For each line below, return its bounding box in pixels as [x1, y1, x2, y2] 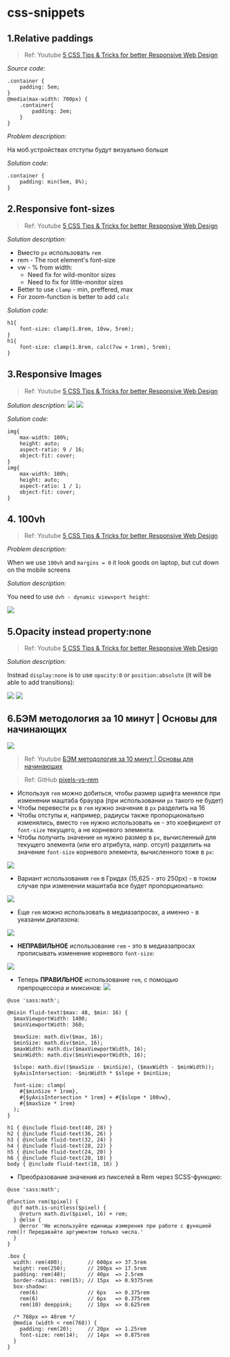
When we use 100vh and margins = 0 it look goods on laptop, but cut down [7, 559, 219, 567]
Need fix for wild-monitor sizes [27, 270, 116, 278]
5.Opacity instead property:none [7, 625, 152, 638]
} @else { [13, 1216, 41, 1223]
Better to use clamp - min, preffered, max [17, 285, 133, 294]
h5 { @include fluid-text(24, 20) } [7, 1149, 113, 1156]
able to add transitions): [7, 678, 75, 687]
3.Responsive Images [7, 368, 102, 380]
